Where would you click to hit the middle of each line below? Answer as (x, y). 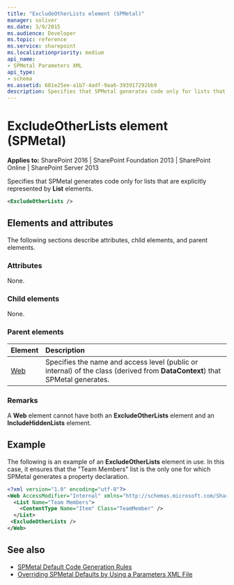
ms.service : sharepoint (42, 46)
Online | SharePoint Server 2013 (53, 168)
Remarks (23, 400)
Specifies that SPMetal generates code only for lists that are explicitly (107, 182)
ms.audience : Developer (42, 33)
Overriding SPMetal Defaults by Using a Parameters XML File (105, 574)
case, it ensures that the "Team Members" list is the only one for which (109, 469)
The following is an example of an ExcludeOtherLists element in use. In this (116, 461)
